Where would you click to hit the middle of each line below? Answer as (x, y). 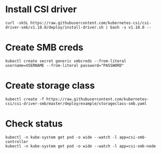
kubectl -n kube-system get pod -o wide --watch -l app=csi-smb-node (81, 146)
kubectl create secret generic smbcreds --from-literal (66, 61)
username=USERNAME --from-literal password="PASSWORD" (65, 65)
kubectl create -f (25, 99)
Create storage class (50, 86)
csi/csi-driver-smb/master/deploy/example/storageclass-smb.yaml (76, 103)
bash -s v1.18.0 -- (131, 27)
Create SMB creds (44, 48)
